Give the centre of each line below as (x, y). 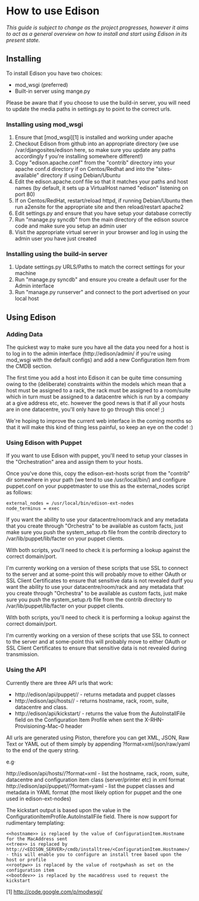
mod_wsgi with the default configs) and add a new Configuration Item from (98, 360)
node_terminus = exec (33, 509)
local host (27, 298)
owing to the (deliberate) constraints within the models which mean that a (96, 384)
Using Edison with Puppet (44, 442)
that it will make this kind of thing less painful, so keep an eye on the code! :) (99, 428)
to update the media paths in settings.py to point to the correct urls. (89, 109)
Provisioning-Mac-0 (39, 726)
